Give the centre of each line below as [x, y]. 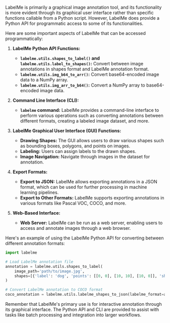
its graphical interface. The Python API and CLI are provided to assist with [82, 309]
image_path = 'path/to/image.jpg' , [50, 271]
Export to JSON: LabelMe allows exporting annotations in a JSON [89, 181]
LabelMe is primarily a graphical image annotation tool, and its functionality [83, 7]
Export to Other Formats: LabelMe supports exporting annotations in [92, 198]
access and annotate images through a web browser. [75, 228]
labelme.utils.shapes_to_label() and [60, 58]
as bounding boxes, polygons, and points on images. [75, 146]
